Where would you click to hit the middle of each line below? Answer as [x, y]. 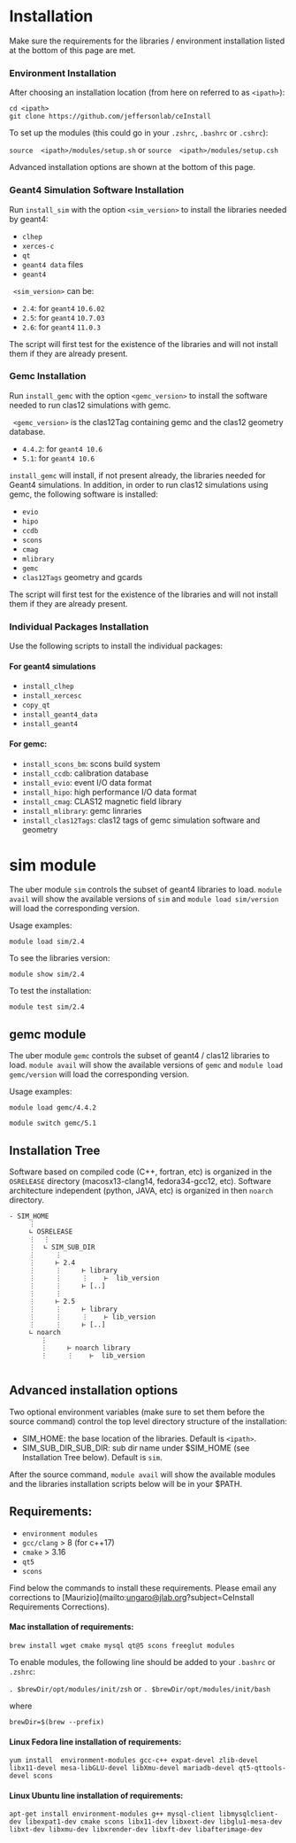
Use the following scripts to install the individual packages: [116, 646]
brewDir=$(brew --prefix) [57, 1722]
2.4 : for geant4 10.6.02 [63, 308]
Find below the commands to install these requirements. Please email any [143, 1588]
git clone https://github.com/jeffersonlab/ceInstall [110, 117]
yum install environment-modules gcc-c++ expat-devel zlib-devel [134, 1761]
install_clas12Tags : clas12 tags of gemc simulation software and [141, 820]
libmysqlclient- [248, 1814]
